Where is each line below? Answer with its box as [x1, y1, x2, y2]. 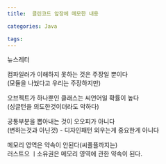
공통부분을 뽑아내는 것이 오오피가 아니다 [7, 117, 115, 126]
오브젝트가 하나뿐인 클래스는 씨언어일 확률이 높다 [7, 94, 140, 102]
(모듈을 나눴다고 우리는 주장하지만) [7, 79, 101, 87]
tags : [7, 36, 23, 43]
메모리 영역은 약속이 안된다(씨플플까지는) [7, 141, 118, 149]
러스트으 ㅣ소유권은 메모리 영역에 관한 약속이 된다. [7, 149, 143, 158]
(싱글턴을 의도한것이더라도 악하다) [7, 103, 99, 111]
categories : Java [7, 22, 58, 30]
